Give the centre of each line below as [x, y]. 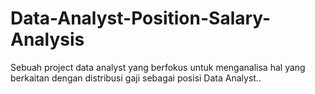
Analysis [47, 39]
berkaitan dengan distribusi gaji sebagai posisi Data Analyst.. [136, 78]
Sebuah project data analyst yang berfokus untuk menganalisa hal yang [158, 67]
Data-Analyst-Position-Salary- [141, 18]
